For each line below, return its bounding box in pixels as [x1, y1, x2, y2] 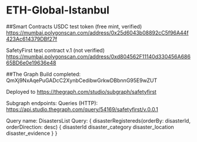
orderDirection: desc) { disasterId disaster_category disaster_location [6, 123, 175, 130]
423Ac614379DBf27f [6, 35, 58, 42]
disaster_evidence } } [6, 130, 58, 137]
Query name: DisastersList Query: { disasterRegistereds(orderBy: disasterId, [6, 117, 191, 124]
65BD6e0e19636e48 [6, 59, 56, 66]
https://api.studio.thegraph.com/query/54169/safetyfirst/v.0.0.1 [6, 106, 159, 113]
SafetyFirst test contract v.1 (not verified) [6, 46, 105, 53]
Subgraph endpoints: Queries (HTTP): [6, 99, 98, 106]
